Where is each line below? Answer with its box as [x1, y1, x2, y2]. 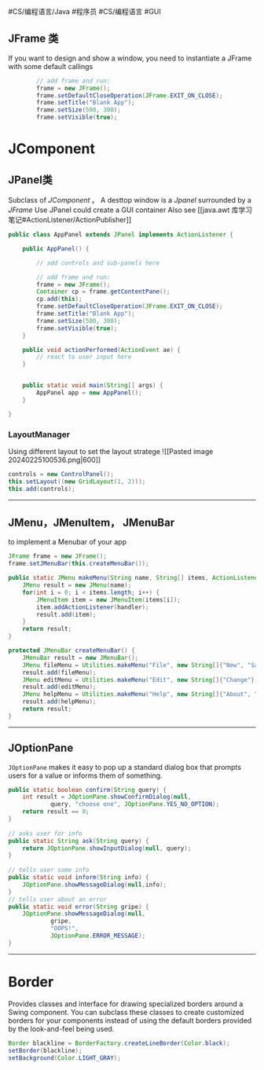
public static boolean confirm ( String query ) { [8, 786, 167, 793]
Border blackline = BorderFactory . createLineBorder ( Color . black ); [8, 1039, 230, 1047]
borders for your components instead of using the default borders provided [8, 1016, 252, 1025]
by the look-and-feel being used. [8, 1024, 115, 1033]
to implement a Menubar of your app [8, 537, 127, 547]
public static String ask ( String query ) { [8, 837, 149, 845]
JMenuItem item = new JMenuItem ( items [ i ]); [36, 595, 181, 603]
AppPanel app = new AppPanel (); [36, 389, 143, 397]
